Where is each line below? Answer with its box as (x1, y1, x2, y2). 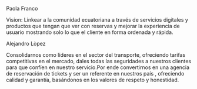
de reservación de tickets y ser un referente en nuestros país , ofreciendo (6, 70, 185, 77)
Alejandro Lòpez (6, 40, 46, 47)
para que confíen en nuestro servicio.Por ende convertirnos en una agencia (6, 64, 190, 71)
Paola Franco (6, 5, 38, 12)
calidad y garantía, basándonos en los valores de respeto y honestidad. (6, 76, 179, 83)
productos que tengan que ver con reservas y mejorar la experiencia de (6, 23, 181, 29)
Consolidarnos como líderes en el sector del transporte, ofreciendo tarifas (6, 52, 186, 58)
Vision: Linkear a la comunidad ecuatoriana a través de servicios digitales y (6, 16, 188, 23)
